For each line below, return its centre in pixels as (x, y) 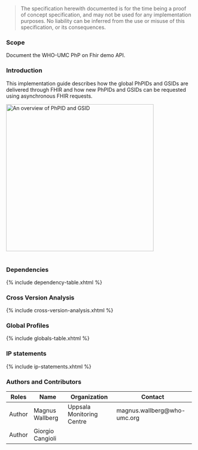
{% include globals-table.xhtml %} (48, 338)
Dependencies (27, 269)
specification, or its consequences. (63, 27)
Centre (77, 422)
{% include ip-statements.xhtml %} (49, 366)
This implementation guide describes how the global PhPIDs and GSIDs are (97, 83)
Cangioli (45, 439)
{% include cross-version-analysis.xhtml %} (60, 311)
